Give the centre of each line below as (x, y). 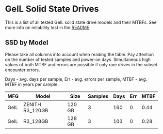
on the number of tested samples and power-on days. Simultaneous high (78, 60)
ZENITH (32, 104)
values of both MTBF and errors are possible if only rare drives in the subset (81, 64)
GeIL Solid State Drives (52, 9)
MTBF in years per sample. (32, 84)
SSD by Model (27, 43)
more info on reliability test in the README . (48, 27)
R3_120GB (36, 110)
